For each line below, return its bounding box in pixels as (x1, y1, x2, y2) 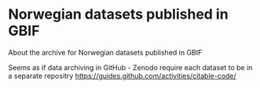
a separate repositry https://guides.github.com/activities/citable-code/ (8, 71, 237, 80)
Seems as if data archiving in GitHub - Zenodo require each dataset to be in (8, 62, 253, 72)
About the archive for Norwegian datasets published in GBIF (8, 48, 203, 57)
